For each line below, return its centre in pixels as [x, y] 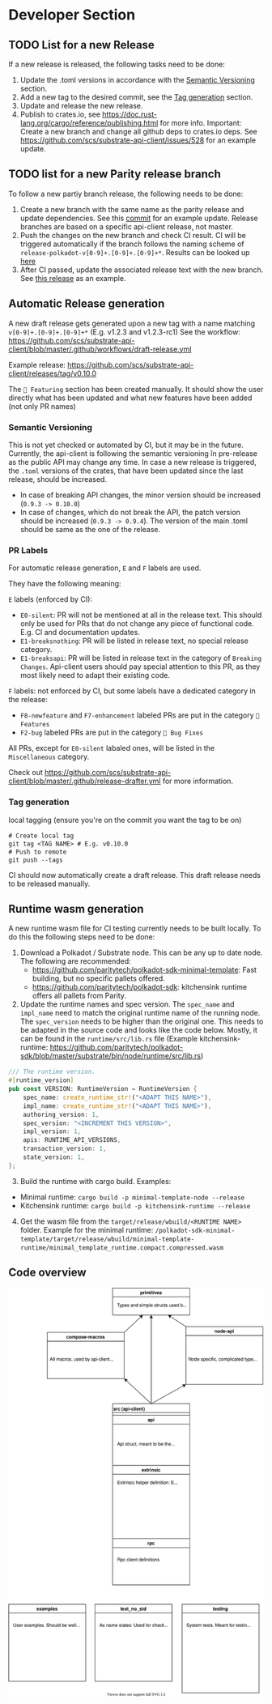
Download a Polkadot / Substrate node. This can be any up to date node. [141, 952]
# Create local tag [41, 836]
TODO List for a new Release [82, 45]
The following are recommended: [75, 961]
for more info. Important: [201, 123]
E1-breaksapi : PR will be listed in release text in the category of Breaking [140, 658]
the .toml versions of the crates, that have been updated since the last [126, 471]
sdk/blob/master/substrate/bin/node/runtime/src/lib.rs [110, 1056]
